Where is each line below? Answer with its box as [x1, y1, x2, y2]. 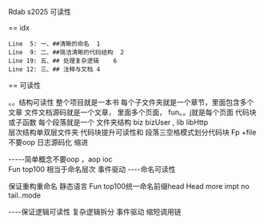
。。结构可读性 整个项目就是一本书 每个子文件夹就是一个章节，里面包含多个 [8, 98, 254, 106]
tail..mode [8, 190, 42, 200]
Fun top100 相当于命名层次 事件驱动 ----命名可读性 [8, 165, 176, 174]
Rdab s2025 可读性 [8, 7, 72, 16]
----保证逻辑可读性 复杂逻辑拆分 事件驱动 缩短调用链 [8, 207, 182, 216]
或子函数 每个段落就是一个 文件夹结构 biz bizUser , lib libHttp [8, 118, 209, 126]
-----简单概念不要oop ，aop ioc [8, 154, 114, 164]
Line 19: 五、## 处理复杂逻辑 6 [8, 57, 118, 65]
